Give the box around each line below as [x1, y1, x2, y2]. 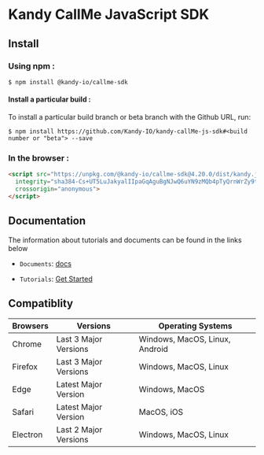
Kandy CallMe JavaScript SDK [8, 6, 210, 24]
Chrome [12, 338, 42, 350]
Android [138, 343, 169, 354]
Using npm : [8, 61, 55, 72]
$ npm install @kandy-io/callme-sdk [8, 78, 128, 86]
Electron [12, 429, 43, 440]
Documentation [8, 214, 86, 227]
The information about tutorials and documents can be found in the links [8, 235, 242, 245]
